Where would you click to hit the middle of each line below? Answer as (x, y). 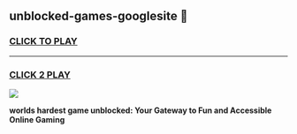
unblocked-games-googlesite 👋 (99, 16)
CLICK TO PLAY (43, 41)
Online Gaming (37, 119)
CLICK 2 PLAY (40, 74)
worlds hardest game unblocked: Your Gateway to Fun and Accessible (141, 110)
